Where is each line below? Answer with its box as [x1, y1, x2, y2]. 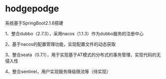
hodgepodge [5, 3, 59, 14]
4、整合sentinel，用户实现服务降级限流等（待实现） [5, 68, 111, 75]
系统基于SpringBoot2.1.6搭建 [5, 20, 63, 26]
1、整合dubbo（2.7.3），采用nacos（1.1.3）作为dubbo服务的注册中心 [5, 30, 144, 36]
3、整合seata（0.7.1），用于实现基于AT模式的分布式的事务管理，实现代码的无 [5, 52, 161, 58]
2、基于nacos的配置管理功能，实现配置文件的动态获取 [5, 41, 116, 47]
